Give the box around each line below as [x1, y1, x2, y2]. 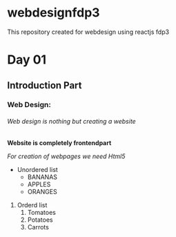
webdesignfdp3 [7, 5, 100, 21]
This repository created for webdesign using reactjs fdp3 [7, 28, 170, 36]
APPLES [27, 180, 51, 188]
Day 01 [7, 52, 47, 68]
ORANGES [27, 187, 57, 196]
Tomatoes [27, 208, 57, 216]
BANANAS [27, 173, 57, 181]
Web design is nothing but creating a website [7, 117, 136, 126]
